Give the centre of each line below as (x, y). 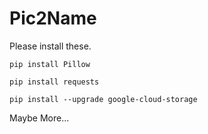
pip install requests (54, 82)
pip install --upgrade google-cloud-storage (103, 99)
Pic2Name (53, 18)
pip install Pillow (50, 64)
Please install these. (50, 46)
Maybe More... (39, 118)
